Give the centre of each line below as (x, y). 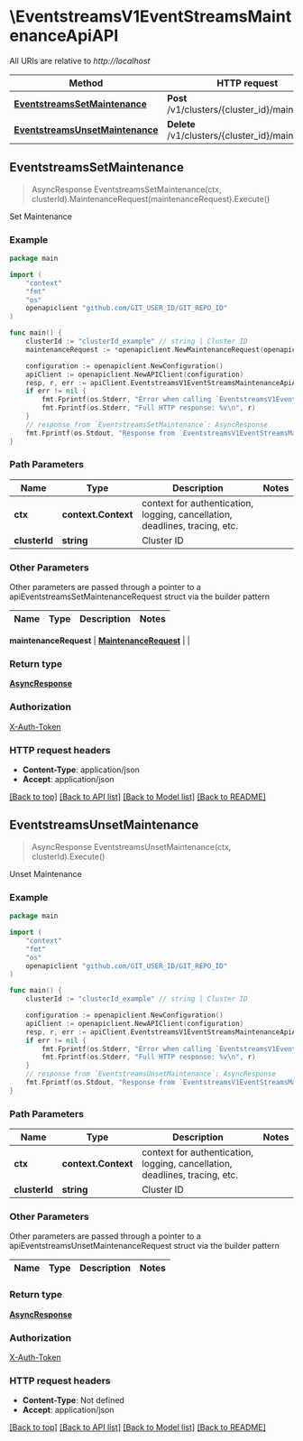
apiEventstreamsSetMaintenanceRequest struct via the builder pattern (140, 596)
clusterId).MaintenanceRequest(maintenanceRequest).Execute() (151, 199)
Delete (181, 124)
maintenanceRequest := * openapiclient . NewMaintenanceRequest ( (145, 349)
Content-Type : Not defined (73, 1400)
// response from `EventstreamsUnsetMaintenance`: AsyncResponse (151, 1074)
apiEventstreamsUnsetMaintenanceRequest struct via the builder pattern (144, 1246)
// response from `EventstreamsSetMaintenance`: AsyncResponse (147, 425)
